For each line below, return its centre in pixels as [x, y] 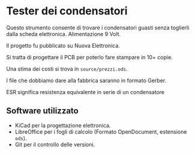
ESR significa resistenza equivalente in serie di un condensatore [85, 92]
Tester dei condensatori [67, 11]
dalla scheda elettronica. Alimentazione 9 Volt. [64, 34]
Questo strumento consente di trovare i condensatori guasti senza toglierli [98, 28]
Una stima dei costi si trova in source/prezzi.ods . [67, 69]
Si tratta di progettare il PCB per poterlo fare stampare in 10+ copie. [89, 57]
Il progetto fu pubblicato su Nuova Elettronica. [63, 46]
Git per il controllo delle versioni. [55, 144]
